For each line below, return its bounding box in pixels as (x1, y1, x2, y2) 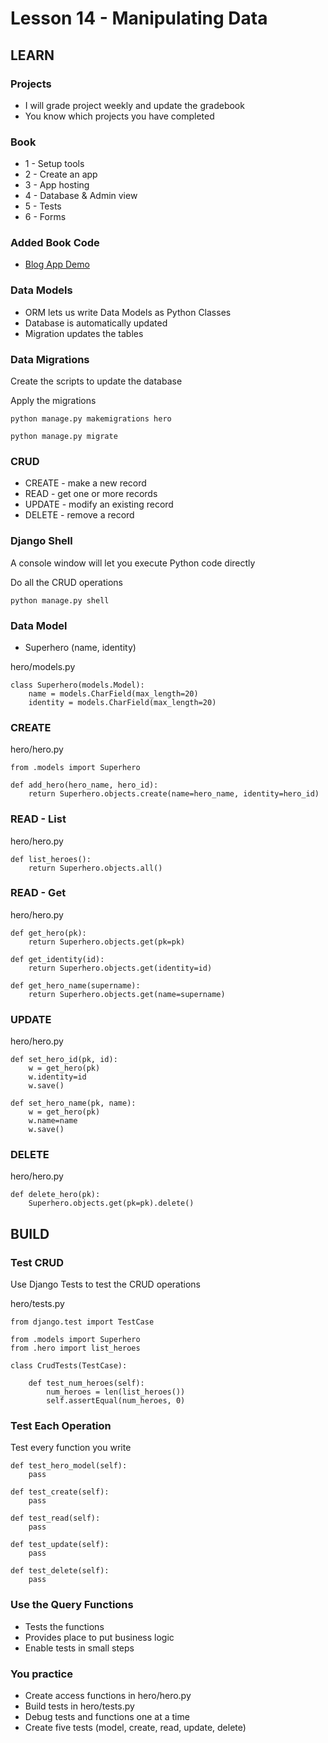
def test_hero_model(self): (10, 1461, 128, 1471)
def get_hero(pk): (10, 928, 87, 938)
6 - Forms (24, 211, 67, 223)
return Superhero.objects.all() (28, 863, 163, 873)
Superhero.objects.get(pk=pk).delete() (28, 1198, 195, 1209)
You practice (10, 1667, 73, 1681)
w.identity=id (28, 1072, 87, 1082)
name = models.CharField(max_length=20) (28, 688, 199, 699)
